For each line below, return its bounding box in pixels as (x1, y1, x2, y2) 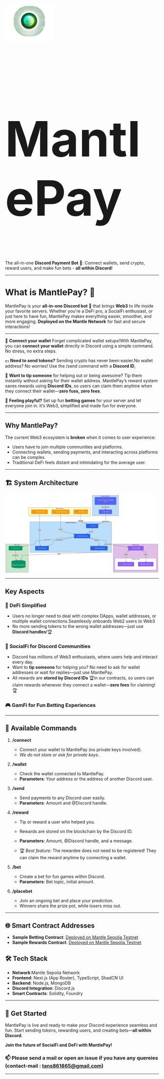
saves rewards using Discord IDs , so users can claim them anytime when (5, 383, 153, 389)
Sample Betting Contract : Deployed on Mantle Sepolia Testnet (12, 934, 139, 940)
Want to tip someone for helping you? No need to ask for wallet (12, 664, 140, 670)
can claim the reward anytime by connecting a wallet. (19, 854, 127, 860)
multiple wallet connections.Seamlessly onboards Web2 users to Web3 (12, 618, 155, 624)
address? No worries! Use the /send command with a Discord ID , (5, 363, 136, 369)
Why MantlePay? (5, 421, 58, 430)
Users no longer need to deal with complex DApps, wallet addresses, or (12, 613, 157, 619)
